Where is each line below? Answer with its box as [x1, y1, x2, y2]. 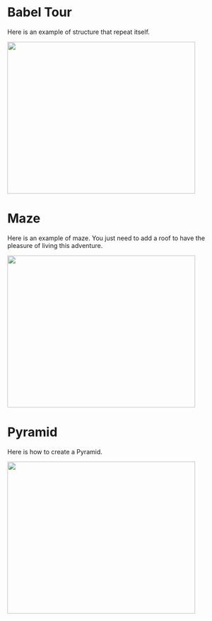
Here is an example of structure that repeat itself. [7, 28, 151, 36]
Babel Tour [7, 4, 72, 20]
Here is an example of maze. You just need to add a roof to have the [7, 234, 206, 242]
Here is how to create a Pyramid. [7, 447, 102, 456]
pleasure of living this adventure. [7, 241, 103, 249]
